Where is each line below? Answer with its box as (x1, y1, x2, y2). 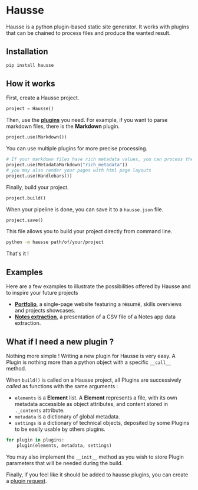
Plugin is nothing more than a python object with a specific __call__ (6, 359, 171, 366)
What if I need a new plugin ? (6, 337, 114, 347)
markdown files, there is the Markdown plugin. (6, 122, 120, 130)
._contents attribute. (14, 407, 65, 414)
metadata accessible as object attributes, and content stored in (14, 400, 169, 407)
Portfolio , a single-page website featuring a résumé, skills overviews (14, 301, 182, 308)
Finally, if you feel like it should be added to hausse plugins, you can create (6, 471, 189, 478)
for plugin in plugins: (6, 437, 65, 443)
